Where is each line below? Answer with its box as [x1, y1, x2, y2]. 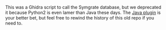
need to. [5, 20, 23, 26]
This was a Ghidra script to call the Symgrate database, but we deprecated [5, 4, 161, 10]
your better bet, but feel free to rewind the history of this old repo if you [5, 15, 154, 20]
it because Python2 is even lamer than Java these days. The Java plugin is [5, 9, 161, 15]
